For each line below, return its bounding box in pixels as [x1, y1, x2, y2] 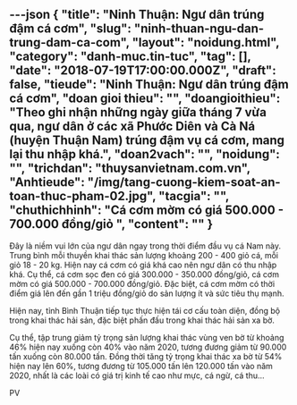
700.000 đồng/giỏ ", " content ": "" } [9, 216, 213, 232]
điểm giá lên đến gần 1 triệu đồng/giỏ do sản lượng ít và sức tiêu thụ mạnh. [9, 288, 284, 299]
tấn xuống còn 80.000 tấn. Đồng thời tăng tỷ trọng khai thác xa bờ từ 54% [9, 350, 283, 361]
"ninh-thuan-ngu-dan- [133, 21, 265, 37]
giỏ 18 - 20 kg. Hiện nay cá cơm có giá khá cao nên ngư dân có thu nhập [9, 259, 277, 270]
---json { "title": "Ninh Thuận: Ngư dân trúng [9, 7, 265, 22]
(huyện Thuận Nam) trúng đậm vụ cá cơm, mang [9, 133, 284, 148]
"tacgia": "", [157, 189, 230, 204]
